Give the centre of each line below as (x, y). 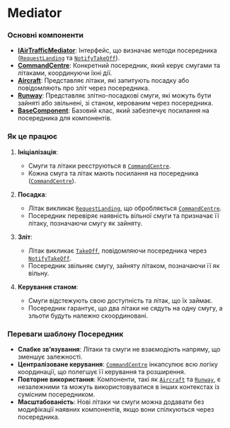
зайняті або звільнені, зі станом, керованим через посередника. (115, 103)
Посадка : (32, 194)
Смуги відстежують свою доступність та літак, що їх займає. (121, 300)
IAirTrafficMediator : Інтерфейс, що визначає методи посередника (117, 50)
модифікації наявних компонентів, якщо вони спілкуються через (116, 410)
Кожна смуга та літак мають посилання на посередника (113, 173)
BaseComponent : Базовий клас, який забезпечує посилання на (114, 110)
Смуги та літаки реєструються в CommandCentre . (99, 166)
